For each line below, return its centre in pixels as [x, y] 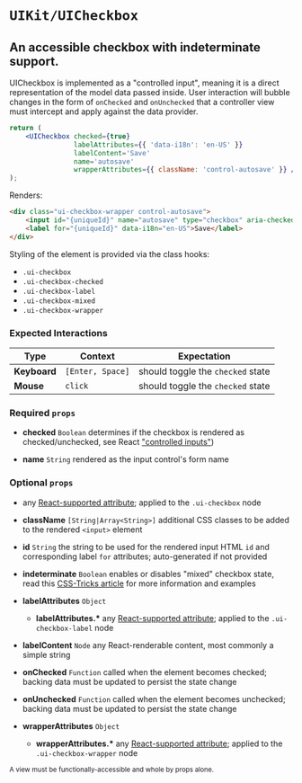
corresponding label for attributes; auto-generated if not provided [145, 556]
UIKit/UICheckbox [74, 16]
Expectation [204, 356]
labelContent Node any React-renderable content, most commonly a [148, 645]
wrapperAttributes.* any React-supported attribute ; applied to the [159, 743]
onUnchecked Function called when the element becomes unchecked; [154, 698]
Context [97, 356]
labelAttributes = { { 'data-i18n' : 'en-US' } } [158, 145]
